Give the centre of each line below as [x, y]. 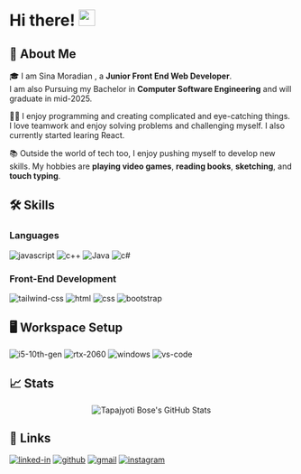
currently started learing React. [67, 135]
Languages [35, 236]
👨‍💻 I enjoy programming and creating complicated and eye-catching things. [150, 116]
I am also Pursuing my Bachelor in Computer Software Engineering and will [150, 89]
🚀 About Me [43, 54]
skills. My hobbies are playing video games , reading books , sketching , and [150, 166]
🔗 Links [30, 438]
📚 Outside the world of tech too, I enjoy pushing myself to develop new [143, 153]
